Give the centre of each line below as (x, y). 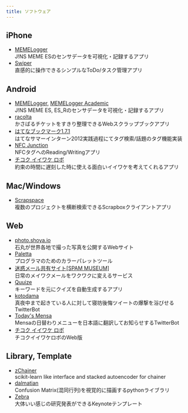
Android (21, 89)
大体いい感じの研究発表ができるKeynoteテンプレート (78, 404)
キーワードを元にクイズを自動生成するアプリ (69, 289)
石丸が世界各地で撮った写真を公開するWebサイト (74, 247)
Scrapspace (29, 200)
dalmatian (26, 383)
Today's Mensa (33, 315)
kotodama (27, 296)
